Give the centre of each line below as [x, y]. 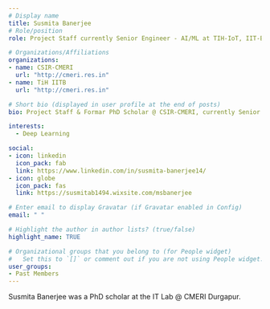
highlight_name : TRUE [45, 237]
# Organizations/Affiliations [59, 53]
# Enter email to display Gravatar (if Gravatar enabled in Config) [125, 208]
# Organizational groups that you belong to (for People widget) [120, 251]
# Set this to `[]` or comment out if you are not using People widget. [136, 259]
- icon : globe [32, 178]
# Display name [34, 16]
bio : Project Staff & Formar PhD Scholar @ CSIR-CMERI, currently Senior [135, 112]
